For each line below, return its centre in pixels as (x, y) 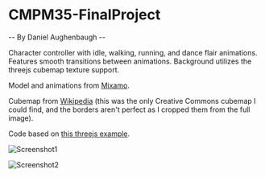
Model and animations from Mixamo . (69, 85)
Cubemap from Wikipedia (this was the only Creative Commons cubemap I (132, 101)
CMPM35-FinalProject (85, 15)
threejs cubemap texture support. (64, 69)
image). (21, 117)
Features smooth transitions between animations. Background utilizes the (130, 61)
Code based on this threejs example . (69, 134)
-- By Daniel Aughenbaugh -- (57, 37)
